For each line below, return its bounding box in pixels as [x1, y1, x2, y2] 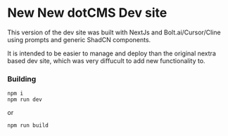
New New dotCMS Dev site [7, 5, 167, 21]
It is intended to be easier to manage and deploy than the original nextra [7, 49, 216, 57]
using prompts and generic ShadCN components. [7, 35, 151, 43]
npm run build [7, 122, 49, 129]
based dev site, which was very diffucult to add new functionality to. [7, 56, 205, 64]
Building [7, 74, 37, 83]
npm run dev [7, 96, 42, 103]
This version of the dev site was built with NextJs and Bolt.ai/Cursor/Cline [7, 28, 221, 36]
